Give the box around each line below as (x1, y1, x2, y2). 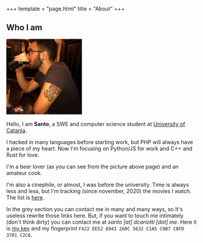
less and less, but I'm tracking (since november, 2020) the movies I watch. (6, 187, 192, 195)
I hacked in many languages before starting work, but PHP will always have (6, 138, 193, 145)
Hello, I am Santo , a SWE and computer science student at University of (6, 120, 185, 127)
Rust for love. (6, 151, 39, 159)
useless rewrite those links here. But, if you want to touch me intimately (6, 212, 184, 219)
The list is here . (6, 194, 45, 201)
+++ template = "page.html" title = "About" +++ (6, 5, 125, 12)
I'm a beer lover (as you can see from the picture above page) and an (6, 163, 179, 170)
